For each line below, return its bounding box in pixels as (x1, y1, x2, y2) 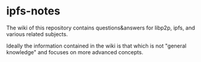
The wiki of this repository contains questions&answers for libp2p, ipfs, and (6, 24, 196, 31)
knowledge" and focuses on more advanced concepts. (6, 48, 144, 55)
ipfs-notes (6, 4, 61, 18)
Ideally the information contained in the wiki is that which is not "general (6, 42, 187, 49)
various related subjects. (6, 30, 68, 37)
